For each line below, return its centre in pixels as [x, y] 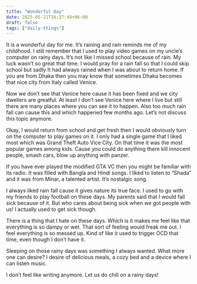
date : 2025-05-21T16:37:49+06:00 [47, 17]
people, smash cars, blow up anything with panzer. [68, 155]
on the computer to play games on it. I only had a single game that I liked [94, 137]
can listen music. [26, 263]
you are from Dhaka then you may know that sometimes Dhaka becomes [94, 76]
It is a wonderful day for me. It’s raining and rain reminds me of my [86, 45]
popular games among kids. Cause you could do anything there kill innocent [98, 149]
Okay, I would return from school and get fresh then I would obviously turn [96, 130]
